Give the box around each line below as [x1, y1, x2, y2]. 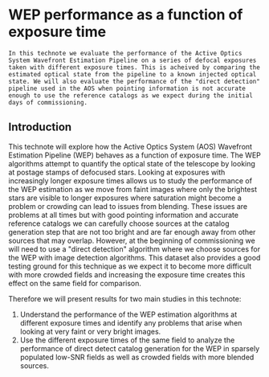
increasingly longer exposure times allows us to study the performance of [8, 175, 253, 186]
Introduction [8, 121, 72, 134]
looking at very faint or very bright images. [19, 326, 161, 336]
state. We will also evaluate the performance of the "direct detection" [8, 77, 261, 85]
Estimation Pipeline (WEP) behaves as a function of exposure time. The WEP [8, 150, 261, 160]
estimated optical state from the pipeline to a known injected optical [8, 70, 257, 78]
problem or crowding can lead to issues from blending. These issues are [8, 201, 248, 211]
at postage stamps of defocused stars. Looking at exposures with [8, 167, 226, 177]
